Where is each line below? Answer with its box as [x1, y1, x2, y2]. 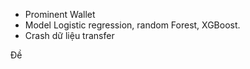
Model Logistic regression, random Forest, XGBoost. [24, 19, 241, 31]
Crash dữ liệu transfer [24, 30, 115, 41]
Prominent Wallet [24, 9, 96, 20]
